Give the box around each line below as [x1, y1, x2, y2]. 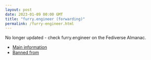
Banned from [12, 50, 39, 56]
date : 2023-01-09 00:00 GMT [5, 12, 63, 17]
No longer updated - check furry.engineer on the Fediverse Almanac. [5, 35, 146, 41]
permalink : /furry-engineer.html [5, 21, 74, 26]
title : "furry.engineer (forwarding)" [5, 16, 85, 21]
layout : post [5, 7, 32, 12]
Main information [12, 44, 47, 50]
